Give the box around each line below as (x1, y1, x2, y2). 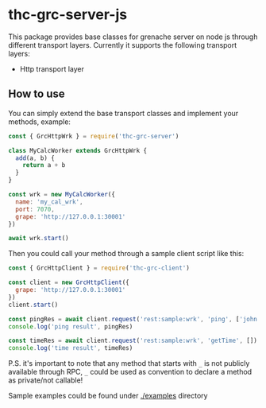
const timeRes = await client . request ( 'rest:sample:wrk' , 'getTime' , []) (8, 336, 258, 345)
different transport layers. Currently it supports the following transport (8, 40, 237, 49)
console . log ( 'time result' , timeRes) (8, 344, 133, 352)
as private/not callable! (8, 375, 83, 385)
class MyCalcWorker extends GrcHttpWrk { (8, 146, 148, 154)
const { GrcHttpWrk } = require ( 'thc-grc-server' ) (8, 132, 179, 140)
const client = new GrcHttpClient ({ (8, 278, 129, 287)
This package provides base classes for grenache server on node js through (8, 32, 258, 41)
